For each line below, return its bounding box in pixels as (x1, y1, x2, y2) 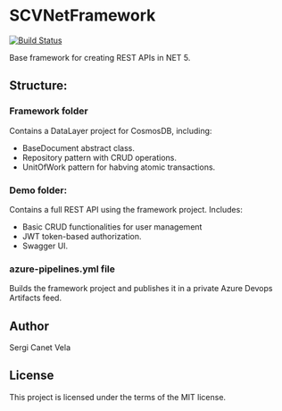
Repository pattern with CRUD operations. (21, 152, 177, 163)
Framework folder (9, 105, 89, 117)
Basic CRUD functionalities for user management (21, 221, 203, 232)
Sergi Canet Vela (9, 342, 71, 353)
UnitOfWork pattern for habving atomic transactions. (21, 162, 216, 172)
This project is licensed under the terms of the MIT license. (9, 391, 226, 402)
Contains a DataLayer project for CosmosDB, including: (9, 125, 212, 136)
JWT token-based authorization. (21, 231, 142, 241)
